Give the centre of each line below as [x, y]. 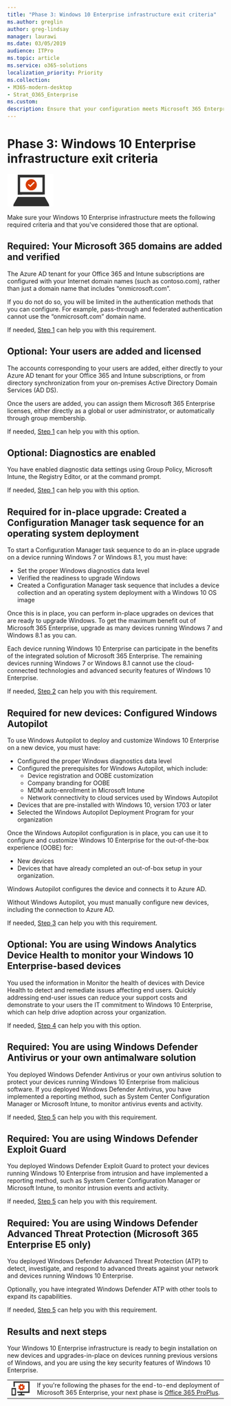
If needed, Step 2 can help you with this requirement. [82, 691]
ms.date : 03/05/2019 [37, 44]
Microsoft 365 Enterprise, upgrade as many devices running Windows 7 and [115, 628]
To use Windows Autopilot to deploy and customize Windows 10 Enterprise [113, 740]
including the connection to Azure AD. [61, 909]
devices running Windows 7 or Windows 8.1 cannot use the [90, 663]
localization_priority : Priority [55, 72]
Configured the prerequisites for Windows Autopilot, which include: [112, 768]
